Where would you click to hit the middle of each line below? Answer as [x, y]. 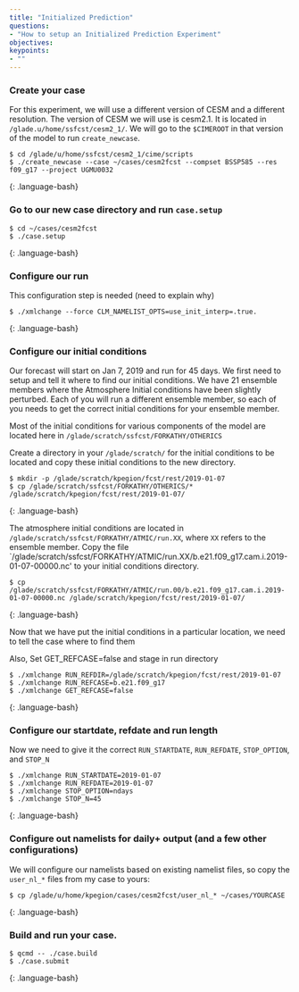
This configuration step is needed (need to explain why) [112, 295]
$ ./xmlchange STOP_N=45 [55, 799]
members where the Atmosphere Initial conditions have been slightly [135, 390]
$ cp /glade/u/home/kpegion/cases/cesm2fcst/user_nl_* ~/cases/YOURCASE [147, 895]
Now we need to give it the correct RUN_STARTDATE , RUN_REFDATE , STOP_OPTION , [149, 750]
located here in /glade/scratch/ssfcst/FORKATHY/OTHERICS [116, 436]
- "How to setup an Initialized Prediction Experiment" [115, 34]
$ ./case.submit [39, 962]
